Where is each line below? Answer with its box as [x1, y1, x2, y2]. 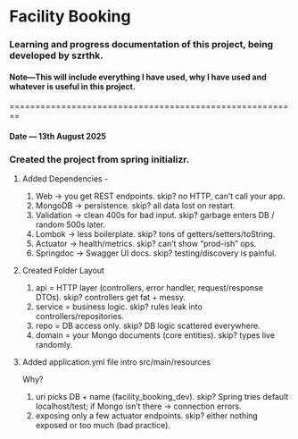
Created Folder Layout [21, 266, 105, 276]
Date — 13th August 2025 [9, 131, 107, 141]
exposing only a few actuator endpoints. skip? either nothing [35, 410, 259, 421]
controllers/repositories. [35, 311, 125, 322]
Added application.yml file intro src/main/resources [21, 357, 211, 367]
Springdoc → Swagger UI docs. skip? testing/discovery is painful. [35, 248, 277, 258]
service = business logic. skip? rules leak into [35, 301, 203, 312]
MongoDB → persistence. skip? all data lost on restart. [35, 200, 236, 211]
